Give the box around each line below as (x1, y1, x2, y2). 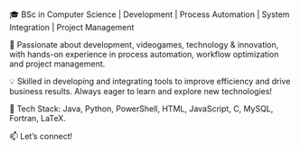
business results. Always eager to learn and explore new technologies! (9, 86, 273, 96)
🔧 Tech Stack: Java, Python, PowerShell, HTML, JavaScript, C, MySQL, (9, 103, 274, 114)
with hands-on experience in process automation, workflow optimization (9, 49, 279, 59)
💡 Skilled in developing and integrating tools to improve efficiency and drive (9, 76, 291, 86)
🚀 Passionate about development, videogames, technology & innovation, (9, 40, 279, 49)
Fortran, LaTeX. (9, 113, 66, 123)
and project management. (9, 58, 106, 69)
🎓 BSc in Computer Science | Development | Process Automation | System (9, 9, 290, 20)
